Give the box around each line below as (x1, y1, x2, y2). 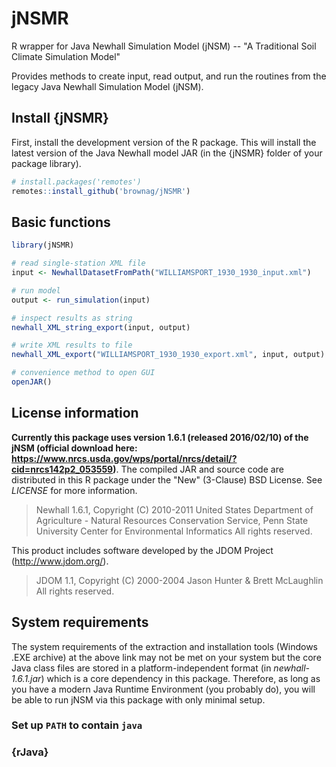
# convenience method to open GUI (11, 368, 156, 378)
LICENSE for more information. (11, 484, 138, 496)
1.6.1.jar (11, 672, 42, 684)
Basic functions (11, 213, 111, 231)
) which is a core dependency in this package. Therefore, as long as (40, 672, 321, 684)
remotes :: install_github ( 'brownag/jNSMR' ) (11, 186, 191, 196)
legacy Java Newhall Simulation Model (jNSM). (11, 80, 204, 92)
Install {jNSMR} (11, 110, 109, 127)
